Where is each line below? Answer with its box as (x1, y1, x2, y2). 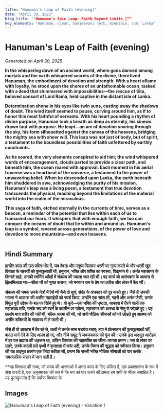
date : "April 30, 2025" (5, 12, 54, 17)
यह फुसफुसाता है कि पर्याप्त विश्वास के (5, 375, 62, 381)
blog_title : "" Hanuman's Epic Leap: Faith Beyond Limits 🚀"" (5, 16, 132, 21)
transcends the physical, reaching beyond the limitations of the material (5, 190, 154, 196)
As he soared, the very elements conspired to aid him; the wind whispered (5, 154, 158, 160)
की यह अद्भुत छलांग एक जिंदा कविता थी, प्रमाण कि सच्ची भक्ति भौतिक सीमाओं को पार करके (5, 348, 142, 354)
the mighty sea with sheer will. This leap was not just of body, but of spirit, (5, 134, 159, 140)
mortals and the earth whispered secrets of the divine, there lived (5, 73, 141, 79)
